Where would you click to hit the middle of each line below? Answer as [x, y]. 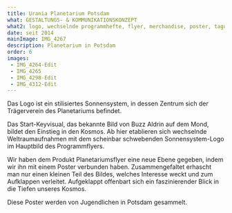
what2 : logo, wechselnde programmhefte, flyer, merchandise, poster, [109, 26]
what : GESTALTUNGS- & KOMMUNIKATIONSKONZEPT [72, 20]
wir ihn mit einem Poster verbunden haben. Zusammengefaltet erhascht [109, 167]
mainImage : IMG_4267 [37, 39]
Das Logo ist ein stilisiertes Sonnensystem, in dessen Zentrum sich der [108, 103]
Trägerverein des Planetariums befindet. [65, 111]
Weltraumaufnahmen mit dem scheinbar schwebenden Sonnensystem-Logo [116, 139]
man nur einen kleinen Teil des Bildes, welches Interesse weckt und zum [110, 174]
